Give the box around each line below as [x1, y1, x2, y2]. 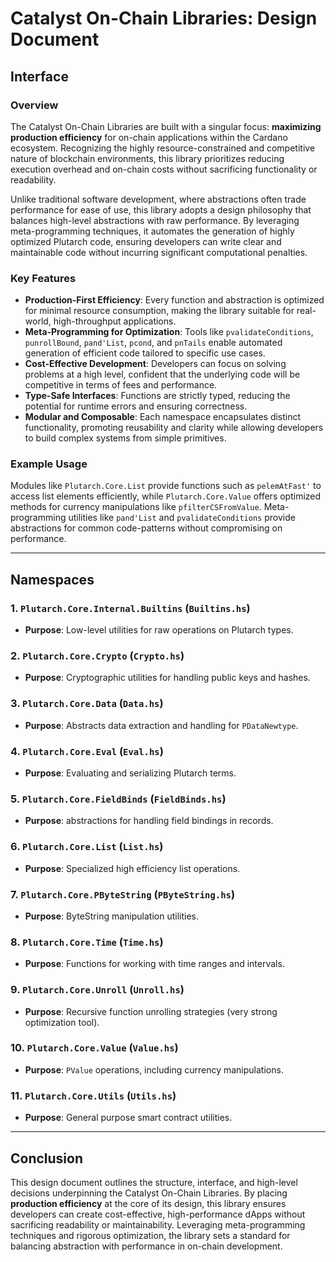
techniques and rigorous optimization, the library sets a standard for [10, 1229, 291, 1241]
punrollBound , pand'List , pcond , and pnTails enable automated [24, 337, 283, 349]
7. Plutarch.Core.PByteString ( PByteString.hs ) [10, 887, 236, 901]
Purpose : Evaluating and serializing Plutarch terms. [24, 767, 237, 779]
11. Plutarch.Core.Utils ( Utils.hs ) [10, 1088, 177, 1102]
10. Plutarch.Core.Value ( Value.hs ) [10, 1041, 179, 1055]
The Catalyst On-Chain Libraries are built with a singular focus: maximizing [10, 120, 322, 132]
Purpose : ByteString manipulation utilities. [24, 910, 199, 922]
